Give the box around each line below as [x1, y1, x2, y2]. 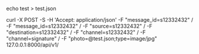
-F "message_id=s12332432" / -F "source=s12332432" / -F [6, 23, 153, 29]
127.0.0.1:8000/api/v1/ [6, 41, 59, 48]
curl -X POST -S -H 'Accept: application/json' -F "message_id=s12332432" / [6, 16, 194, 23]
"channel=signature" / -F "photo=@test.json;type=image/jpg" [6, 35, 157, 42]
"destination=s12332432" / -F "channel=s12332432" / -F [6, 29, 146, 36]
